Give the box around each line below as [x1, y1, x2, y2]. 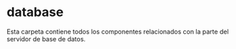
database [6, 4, 64, 20]
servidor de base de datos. [6, 34, 86, 43]
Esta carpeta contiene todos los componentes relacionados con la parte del [6, 27, 229, 36]
